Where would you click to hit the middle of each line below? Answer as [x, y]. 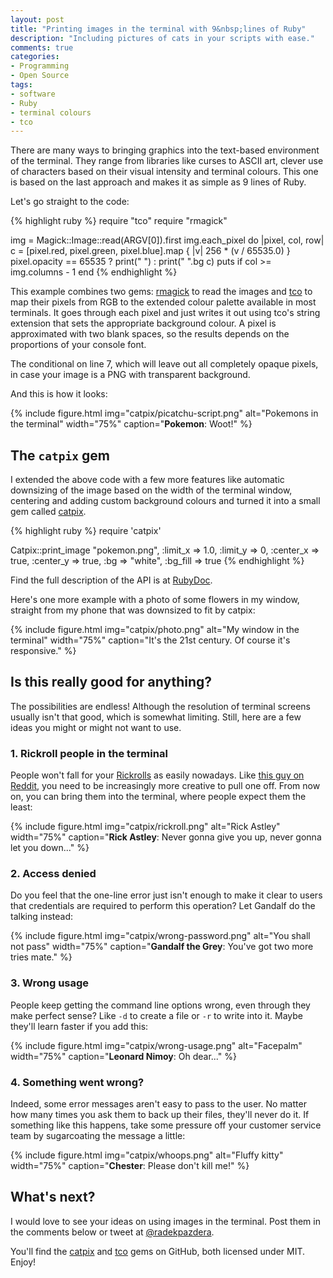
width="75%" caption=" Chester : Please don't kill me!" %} [130, 1166]
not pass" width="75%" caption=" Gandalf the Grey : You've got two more [162, 947]
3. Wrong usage [50, 983]
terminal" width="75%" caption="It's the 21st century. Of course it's [150, 640]
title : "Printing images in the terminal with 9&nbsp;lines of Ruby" [158, 29]
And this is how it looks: [59, 394]
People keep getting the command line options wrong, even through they [160, 1005]
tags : [21, 85]
